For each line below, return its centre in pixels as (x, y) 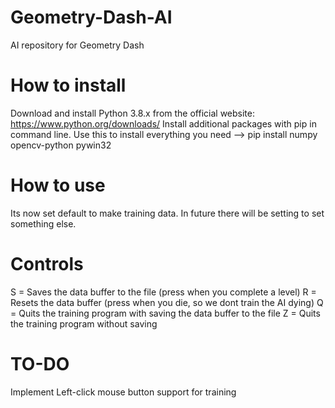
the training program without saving (84, 323)
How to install (68, 85)
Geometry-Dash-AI (91, 17)
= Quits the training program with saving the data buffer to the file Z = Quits (165, 313)
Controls (47, 264)
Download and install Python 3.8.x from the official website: (132, 113)
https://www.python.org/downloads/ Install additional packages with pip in (163, 123)
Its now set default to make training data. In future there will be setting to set (167, 213)
